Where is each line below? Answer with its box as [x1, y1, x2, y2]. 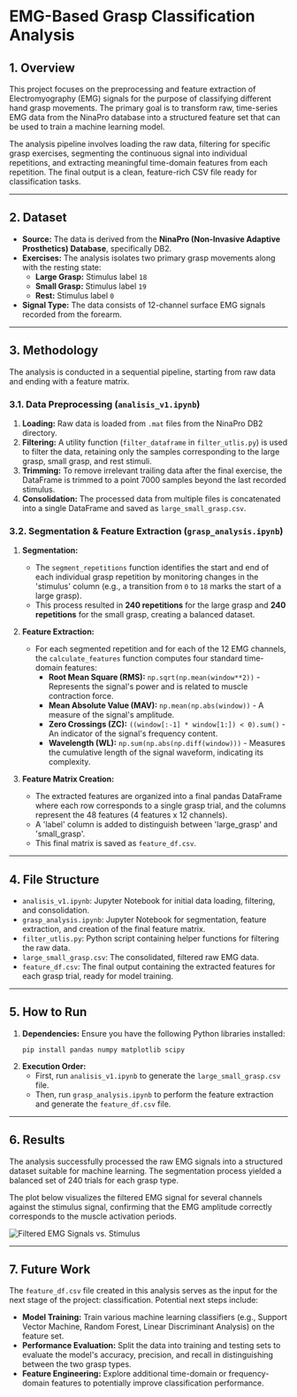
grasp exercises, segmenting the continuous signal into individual [9, 148, 247, 159]
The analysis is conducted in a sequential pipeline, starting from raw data [9, 366, 276, 377]
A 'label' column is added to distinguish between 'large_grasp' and [34, 819, 278, 830]
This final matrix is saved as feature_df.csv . [34, 838, 197, 849]
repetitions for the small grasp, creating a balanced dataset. [34, 609, 255, 620]
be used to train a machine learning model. [9, 121, 165, 132]
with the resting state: [21, 261, 102, 272]
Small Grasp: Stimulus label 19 [34, 281, 148, 291]
